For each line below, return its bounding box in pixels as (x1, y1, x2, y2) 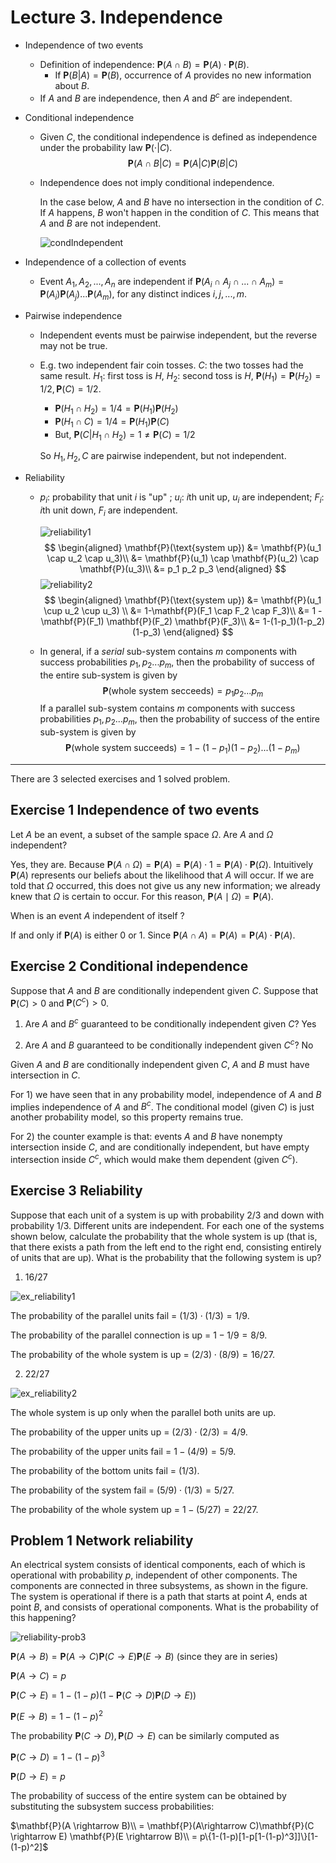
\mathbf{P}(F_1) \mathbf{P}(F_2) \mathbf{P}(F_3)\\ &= (40, 615, 261, 627)
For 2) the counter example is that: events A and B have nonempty (10, 1131, 283, 1143)
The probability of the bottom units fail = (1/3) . (10, 1464, 200, 1476)
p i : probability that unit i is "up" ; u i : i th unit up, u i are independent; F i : (39, 491, 325, 505)
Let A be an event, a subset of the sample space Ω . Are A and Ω (10, 828, 274, 840)
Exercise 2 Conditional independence (10, 958, 249, 975)
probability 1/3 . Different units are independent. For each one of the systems (10, 1219, 325, 1231)
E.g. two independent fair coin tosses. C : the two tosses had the (39, 359, 304, 371)
